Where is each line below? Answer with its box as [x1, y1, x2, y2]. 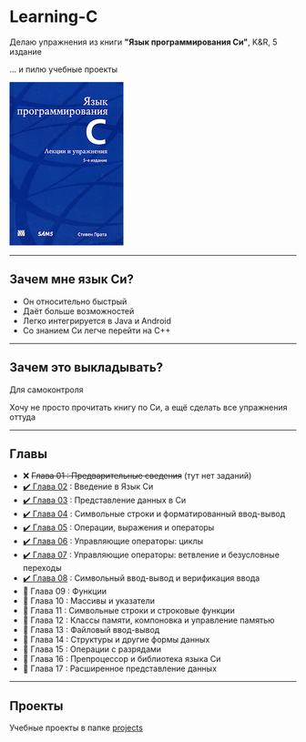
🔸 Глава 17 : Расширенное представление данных [22, 663, 217, 675]
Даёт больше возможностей [22, 305, 135, 316]
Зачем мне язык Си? [9, 271, 135, 288]
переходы [22, 563, 62, 574]
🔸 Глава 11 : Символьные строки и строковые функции [22, 605, 235, 616]
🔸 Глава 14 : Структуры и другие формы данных [22, 635, 210, 645]
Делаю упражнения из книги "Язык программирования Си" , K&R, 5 [9, 36, 278, 47]
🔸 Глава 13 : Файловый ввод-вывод [22, 625, 160, 635]
